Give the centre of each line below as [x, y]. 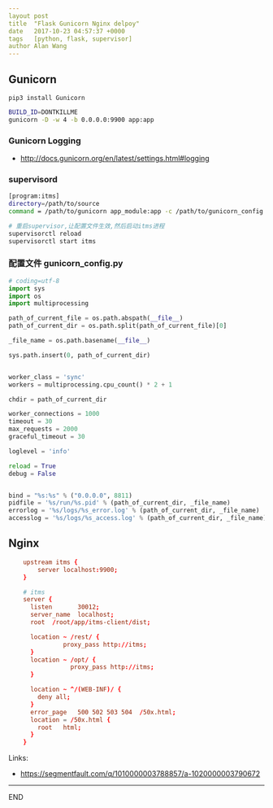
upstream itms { [51, 562]
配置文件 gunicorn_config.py [66, 264]
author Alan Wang [38, 46]
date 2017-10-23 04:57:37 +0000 [67, 31]
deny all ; [54, 697]
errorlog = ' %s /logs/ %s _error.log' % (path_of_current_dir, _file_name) [134, 511]
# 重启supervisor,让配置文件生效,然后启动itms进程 [87, 226]
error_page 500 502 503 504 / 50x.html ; [103, 712]
